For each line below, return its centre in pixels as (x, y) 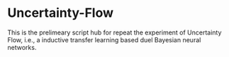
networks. (22, 47)
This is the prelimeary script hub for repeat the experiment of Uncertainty (114, 32)
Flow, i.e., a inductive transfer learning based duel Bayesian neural (104, 39)
